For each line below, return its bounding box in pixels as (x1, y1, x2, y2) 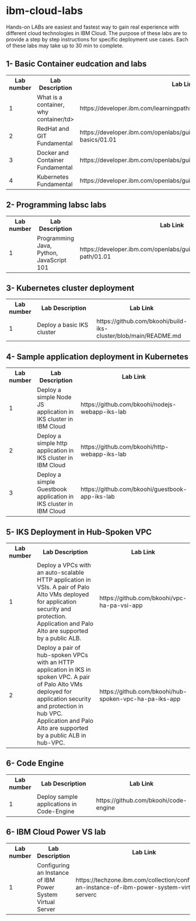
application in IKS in (37, 666, 92, 673)
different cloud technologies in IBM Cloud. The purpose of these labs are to (6, 29, 188, 36)
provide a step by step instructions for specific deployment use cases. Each (6, 36, 188, 43)
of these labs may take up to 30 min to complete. (6, 42, 124, 49)
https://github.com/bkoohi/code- (96, 796, 187, 804)
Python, (37, 248, 58, 257)
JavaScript (37, 256, 66, 264)
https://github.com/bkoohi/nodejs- (80, 400, 177, 408)
